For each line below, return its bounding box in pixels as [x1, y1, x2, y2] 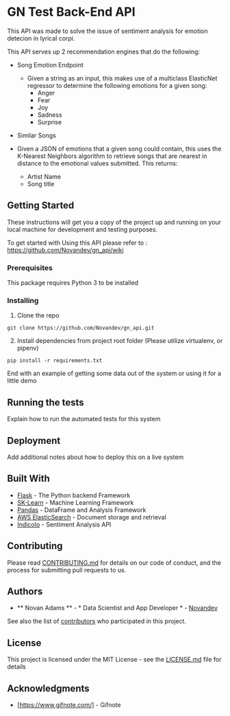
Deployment [7, 434, 61, 447]
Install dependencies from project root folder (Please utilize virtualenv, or [16, 337, 223, 345]
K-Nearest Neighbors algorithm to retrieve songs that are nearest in [16, 152, 207, 160]
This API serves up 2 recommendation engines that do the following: [7, 47, 201, 56]
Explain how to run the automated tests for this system [7, 415, 161, 423]
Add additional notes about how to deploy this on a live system [7, 453, 184, 461]
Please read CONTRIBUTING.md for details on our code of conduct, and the [7, 558, 221, 567]
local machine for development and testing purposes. [7, 225, 158, 234]
